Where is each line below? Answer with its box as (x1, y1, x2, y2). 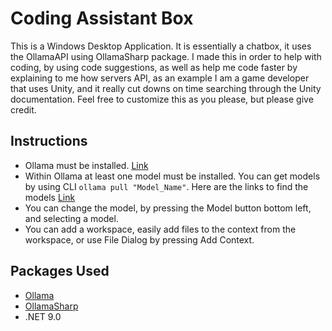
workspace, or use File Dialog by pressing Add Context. (24, 233, 255, 246)
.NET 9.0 (24, 310, 62, 322)
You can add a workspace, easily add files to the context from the (24, 223, 297, 235)
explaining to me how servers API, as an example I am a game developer (10, 72, 310, 84)
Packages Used (10, 263, 110, 280)
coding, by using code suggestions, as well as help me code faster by (10, 61, 298, 73)
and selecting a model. (24, 212, 119, 224)
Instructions (10, 133, 88, 150)
